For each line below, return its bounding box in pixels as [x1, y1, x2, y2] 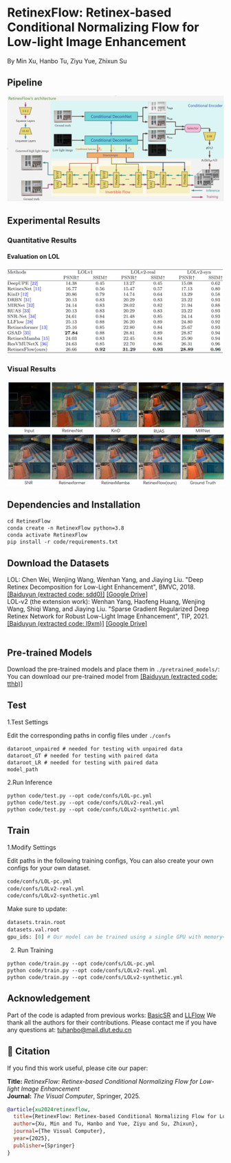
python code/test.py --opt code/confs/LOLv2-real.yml [7, 799, 165, 806]
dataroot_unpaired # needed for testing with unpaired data [7, 745, 184, 752]
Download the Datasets [7, 557, 110, 569]
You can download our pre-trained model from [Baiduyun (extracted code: [7, 673, 218, 681]
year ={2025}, [13, 1135, 51, 1142]
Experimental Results [7, 215, 101, 227]
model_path [7, 766, 38, 773]
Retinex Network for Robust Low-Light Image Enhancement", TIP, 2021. [7, 612, 210, 620]
